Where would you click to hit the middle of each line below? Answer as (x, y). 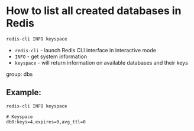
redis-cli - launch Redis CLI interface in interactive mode (85, 50)
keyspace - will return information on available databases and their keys (101, 62)
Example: (24, 93)
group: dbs (20, 74)
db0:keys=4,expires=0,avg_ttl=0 (46, 122)
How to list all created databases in (94, 11)
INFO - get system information (51, 56)
